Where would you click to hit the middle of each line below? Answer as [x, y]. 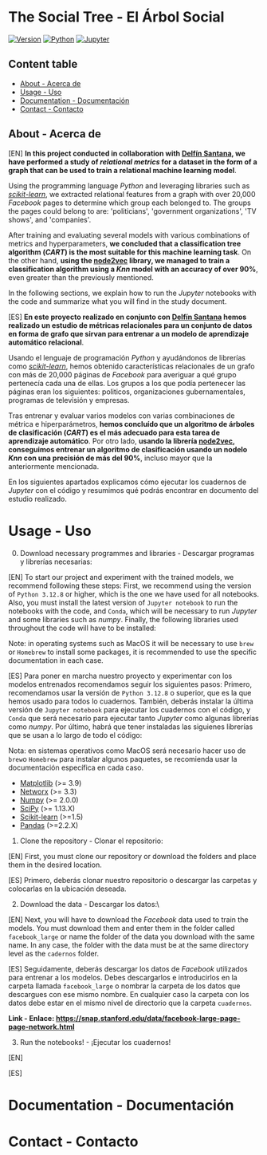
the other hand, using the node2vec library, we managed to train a [119, 260]
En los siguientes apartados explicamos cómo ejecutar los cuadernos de [128, 482]
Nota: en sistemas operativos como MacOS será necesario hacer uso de [127, 751]
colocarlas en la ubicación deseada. [67, 889]
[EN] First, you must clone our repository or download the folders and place [132, 856]
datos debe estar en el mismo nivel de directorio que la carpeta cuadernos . [130, 1003]
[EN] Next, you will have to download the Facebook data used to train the [128, 919]
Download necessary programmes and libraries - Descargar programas [137, 553]
